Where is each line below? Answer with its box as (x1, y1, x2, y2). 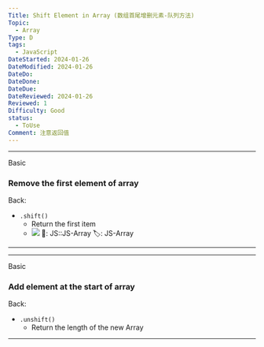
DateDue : (8, 84, 37, 93)
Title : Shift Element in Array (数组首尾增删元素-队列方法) (8, 11, 195, 20)
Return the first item (31, 218, 97, 229)
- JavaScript (15, 48, 58, 56)
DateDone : (8, 77, 41, 85)
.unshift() (19, 316, 56, 324)
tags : (8, 41, 26, 49)
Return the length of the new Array (31, 323, 144, 332)
